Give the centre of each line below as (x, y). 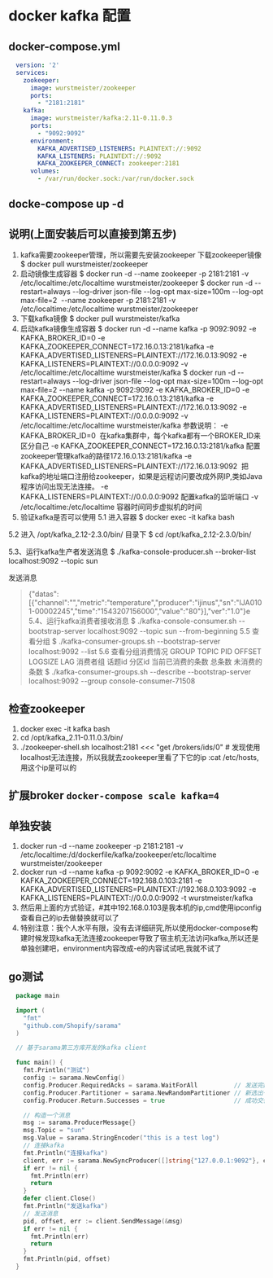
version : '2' (38, 65)
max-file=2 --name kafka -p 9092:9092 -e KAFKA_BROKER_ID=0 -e (135, 390)
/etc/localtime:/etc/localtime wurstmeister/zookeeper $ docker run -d (136, 283)
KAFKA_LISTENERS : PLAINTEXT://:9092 (100, 156)
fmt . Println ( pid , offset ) (67, 1259)
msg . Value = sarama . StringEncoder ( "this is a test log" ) (121, 1138)
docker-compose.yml (64, 46)
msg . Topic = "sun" (54, 1131)
